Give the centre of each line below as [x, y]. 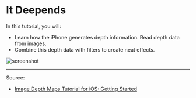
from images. [30, 43]
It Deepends [36, 10]
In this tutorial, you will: [34, 26]
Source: [15, 77]
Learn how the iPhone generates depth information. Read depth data [97, 37]
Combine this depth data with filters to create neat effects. [85, 49]
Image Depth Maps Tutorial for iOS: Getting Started [76, 89]
